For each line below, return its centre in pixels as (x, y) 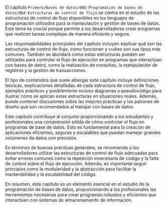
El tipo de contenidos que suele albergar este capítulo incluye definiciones (82, 80)
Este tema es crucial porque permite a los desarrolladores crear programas (83, 29)
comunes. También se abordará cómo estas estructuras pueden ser (75, 54)
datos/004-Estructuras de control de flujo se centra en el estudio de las (82, 13)
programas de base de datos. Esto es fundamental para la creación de (78, 127)
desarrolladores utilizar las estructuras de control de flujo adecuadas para (81, 153)
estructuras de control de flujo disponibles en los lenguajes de (69, 18)
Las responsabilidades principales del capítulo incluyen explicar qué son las (83, 44)
